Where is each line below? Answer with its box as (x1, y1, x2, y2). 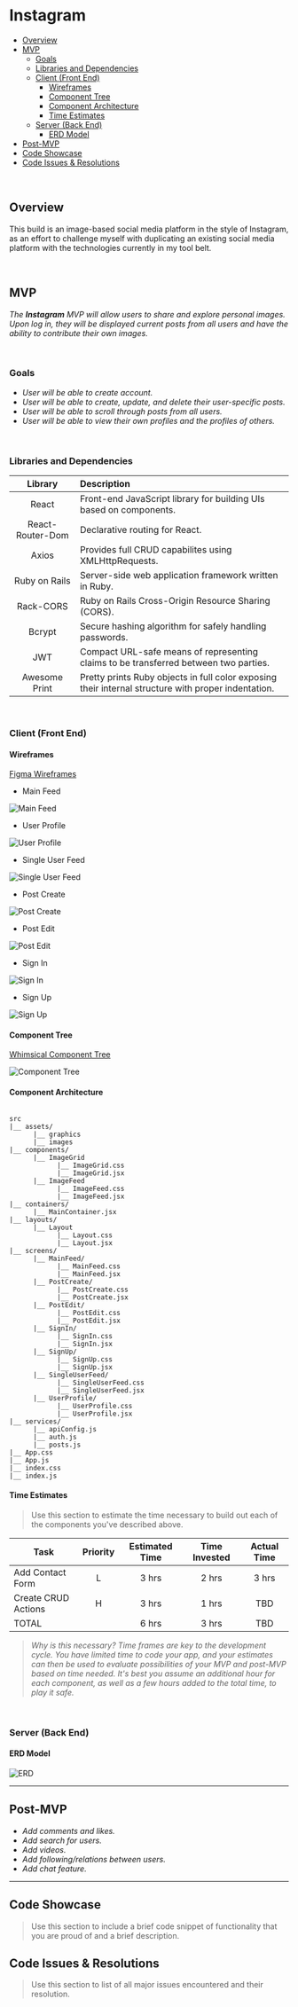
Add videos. (21, 1844, 67, 1854)
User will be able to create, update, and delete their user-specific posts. (21, 396, 286, 407)
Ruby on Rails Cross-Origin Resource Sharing (79, 595, 271, 608)
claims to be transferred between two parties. (79, 657, 271, 670)
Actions (13, 1603, 46, 1615)
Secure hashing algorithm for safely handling (79, 620, 267, 632)
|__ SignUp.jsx (56, 1362, 114, 1371)
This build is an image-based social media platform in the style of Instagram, (9, 223, 289, 234)
